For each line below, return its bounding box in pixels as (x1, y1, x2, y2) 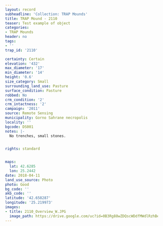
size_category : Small (5, 79, 49, 84)
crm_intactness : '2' (5, 102, 47, 107)
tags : (5, 39, 16, 44)
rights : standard (5, 146, 40, 151)
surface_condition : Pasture (5, 88, 62, 93)
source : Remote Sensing (5, 111, 53, 116)
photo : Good (5, 182, 29, 187)
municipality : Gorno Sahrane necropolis (5, 115, 88, 120)
